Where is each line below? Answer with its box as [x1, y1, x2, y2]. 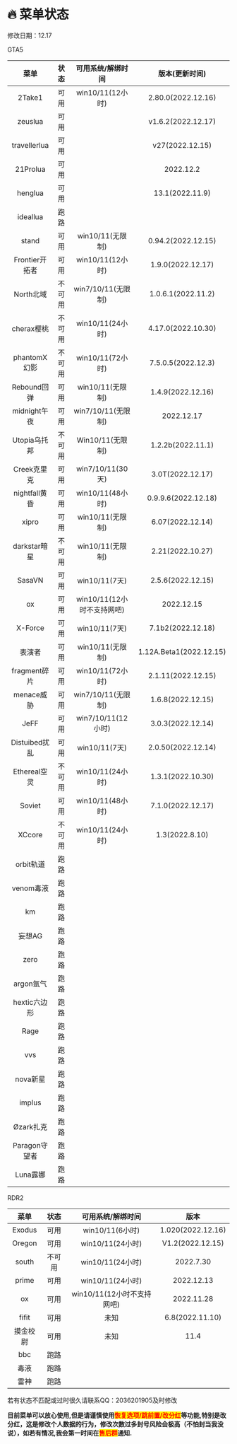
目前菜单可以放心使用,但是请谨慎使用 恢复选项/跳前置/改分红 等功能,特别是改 [7, 1411, 227, 1419]
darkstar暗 [13, 541, 48, 551]
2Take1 [17, 93, 44, 103]
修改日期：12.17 [7, 31, 52, 40]
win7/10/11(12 [76, 713, 128, 723]
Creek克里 [13, 464, 48, 474]
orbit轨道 [15, 859, 46, 869]
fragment [11, 665, 42, 675]
